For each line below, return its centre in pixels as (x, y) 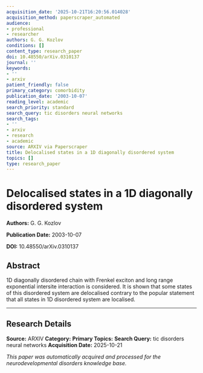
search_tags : (23, 118)
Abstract (23, 266)
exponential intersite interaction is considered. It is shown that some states (99, 287)
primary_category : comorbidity (46, 91)
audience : (19, 23)
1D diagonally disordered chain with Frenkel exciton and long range (90, 280)
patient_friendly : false (37, 85)
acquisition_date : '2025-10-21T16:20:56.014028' (69, 12)
